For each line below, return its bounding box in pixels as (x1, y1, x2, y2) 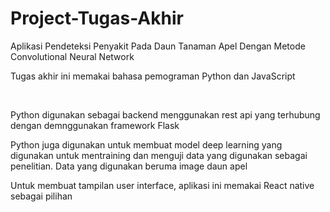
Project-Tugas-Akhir (10, 7, 184, 30)
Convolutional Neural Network (10, 50, 135, 62)
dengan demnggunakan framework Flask (10, 119, 180, 131)
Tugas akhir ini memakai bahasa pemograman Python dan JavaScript (10, 70, 296, 82)
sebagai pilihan (10, 190, 73, 202)
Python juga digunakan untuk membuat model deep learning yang (10, 138, 283, 151)
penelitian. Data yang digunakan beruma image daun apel (10, 160, 248, 172)
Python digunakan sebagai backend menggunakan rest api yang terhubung (10, 108, 321, 121)
